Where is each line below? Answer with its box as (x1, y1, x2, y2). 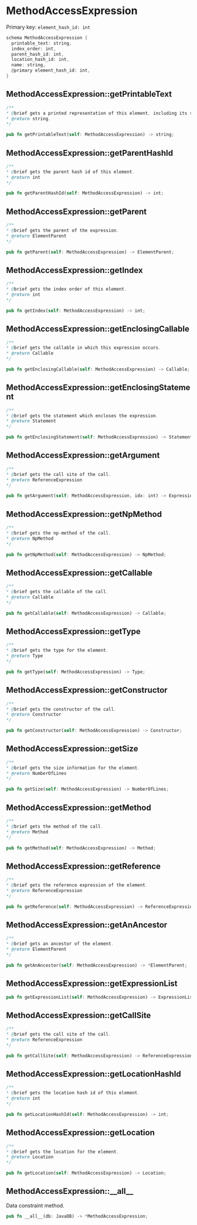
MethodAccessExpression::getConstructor (6, 685, 168, 695)
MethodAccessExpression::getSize (6, 744, 138, 754)
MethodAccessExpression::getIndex (6, 265, 143, 275)
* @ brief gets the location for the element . (6, 1149, 119, 1155)
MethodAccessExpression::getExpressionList (6, 979, 178, 989)
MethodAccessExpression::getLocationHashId (6, 1069, 182, 1079)
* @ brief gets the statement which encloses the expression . (6, 413, 159, 418)
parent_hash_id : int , (11, 51, 64, 57)
